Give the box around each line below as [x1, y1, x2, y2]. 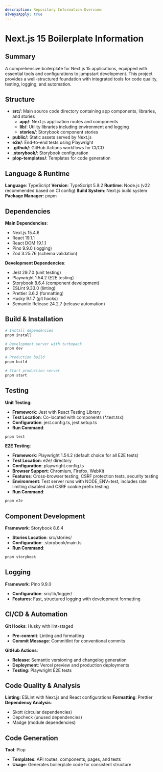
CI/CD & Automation [5, 610, 68, 618]
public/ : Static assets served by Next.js [12, 134, 92, 140]
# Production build [5, 355, 45, 360]
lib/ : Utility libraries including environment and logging [19, 124, 129, 130]
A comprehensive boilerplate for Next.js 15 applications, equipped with [5, 65, 148, 71]
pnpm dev [5, 346, 23, 351]
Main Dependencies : [5, 220, 48, 226]
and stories [12, 113, 35, 119]
